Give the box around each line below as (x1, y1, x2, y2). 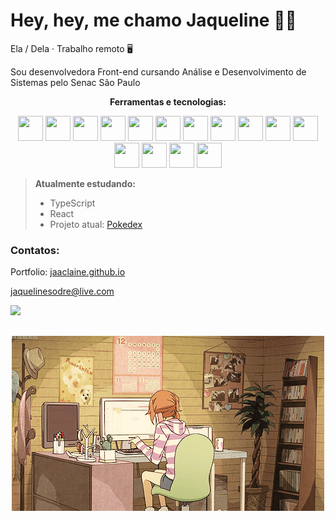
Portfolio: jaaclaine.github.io (10, 266, 126, 278)
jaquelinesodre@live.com (10, 285, 115, 298)
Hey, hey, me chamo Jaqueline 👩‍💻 (10, 9, 297, 32)
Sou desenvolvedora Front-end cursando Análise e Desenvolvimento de (10, 65, 307, 78)
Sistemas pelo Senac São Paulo (10, 76, 141, 88)
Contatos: (10, 243, 60, 257)
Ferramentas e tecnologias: (109, 95, 227, 108)
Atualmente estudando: (34, 177, 136, 189)
